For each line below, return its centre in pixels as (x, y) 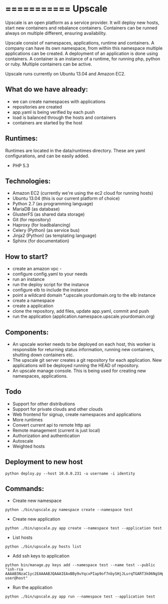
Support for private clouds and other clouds (57, 409)
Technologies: (28, 181)
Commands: (25, 489)
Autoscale (23, 441)
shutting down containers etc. (43, 355)
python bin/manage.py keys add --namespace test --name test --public (80, 565)
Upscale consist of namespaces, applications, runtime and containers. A (80, 42)
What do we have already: (47, 90)
